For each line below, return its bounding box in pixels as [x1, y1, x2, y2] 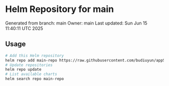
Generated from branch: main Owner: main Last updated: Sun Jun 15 [5, 20, 147, 26]
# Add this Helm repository [5, 53, 64, 58]
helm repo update [5, 67, 42, 72]
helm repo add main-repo [5, 57, 57, 63]
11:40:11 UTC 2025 [5, 25, 44, 31]
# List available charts [5, 71, 57, 77]
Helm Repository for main [5, 3, 114, 15]
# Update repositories [5, 62, 53, 67]
